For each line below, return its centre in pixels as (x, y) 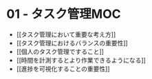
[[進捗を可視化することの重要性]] (63, 69)
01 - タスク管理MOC (64, 14)
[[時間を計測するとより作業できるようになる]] (81, 60)
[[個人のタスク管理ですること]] (60, 52)
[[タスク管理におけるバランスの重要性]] (72, 43)
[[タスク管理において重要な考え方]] (66, 34)
